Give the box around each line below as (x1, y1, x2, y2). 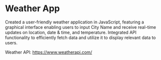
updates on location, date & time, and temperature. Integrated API (5, 29, 137, 35)
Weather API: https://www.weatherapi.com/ (5, 49, 92, 55)
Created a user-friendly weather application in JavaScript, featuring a (5, 19, 144, 25)
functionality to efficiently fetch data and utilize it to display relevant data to (5, 35, 156, 40)
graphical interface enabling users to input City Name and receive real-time (5, 24, 157, 30)
